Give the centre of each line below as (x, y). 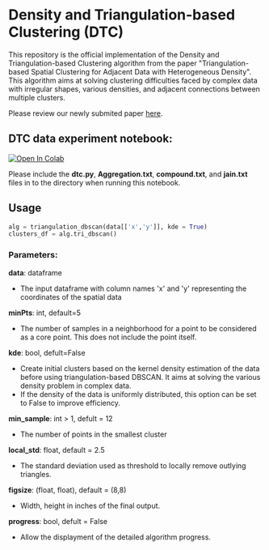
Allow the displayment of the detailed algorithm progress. (116, 537)
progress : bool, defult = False (58, 521)
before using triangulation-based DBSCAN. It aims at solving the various (140, 377)
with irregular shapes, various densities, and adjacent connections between (134, 89)
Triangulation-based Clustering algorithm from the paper (103, 63)
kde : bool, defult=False (47, 352)
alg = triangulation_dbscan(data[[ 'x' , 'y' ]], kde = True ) (108, 227)
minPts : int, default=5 (44, 313)
